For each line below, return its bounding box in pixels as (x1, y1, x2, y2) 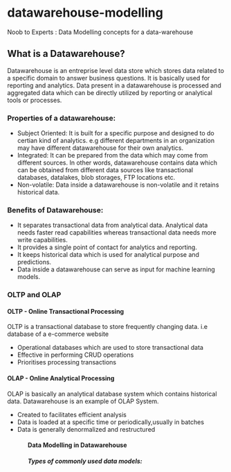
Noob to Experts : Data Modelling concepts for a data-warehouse (7, 28, 194, 36)
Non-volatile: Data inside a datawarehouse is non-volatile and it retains (17, 180, 219, 189)
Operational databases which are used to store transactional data (17, 344, 204, 352)
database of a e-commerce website (7, 330, 109, 338)
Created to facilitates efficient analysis (17, 410, 127, 419)
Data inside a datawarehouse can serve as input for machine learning (17, 265, 216, 273)
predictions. (17, 258, 52, 267)
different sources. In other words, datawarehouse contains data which (17, 158, 218, 167)
